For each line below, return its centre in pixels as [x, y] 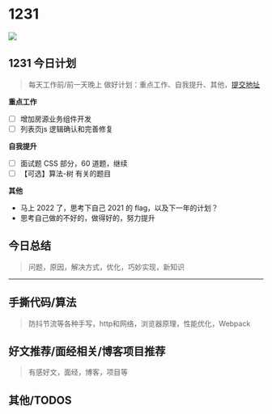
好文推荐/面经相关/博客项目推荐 [87, 351]
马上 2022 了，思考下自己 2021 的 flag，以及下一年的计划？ [119, 208]
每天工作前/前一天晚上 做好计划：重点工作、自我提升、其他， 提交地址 [144, 84]
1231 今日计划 [42, 63]
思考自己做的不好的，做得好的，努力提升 [87, 218]
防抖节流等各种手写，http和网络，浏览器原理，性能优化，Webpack [139, 323]
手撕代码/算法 [42, 303]
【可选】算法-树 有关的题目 [66, 173]
